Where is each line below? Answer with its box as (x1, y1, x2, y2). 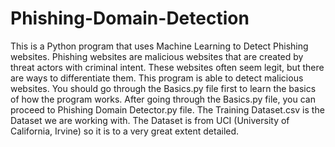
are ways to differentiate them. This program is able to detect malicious (10, 72, 304, 84)
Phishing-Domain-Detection (10, 7, 250, 30)
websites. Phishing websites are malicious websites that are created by (10, 50, 304, 62)
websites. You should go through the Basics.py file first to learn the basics (10, 82, 317, 94)
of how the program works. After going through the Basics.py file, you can (10, 93, 316, 105)
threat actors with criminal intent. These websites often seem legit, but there (10, 61, 325, 73)
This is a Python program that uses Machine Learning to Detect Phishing (10, 40, 309, 52)
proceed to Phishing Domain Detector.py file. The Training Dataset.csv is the (10, 103, 325, 116)
